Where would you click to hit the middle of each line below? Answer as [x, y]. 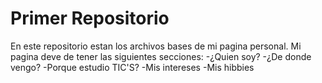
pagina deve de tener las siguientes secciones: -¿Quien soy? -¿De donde [161, 56]
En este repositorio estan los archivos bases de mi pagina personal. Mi [156, 46]
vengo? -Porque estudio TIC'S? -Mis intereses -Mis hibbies [132, 67]
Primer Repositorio [90, 18]
